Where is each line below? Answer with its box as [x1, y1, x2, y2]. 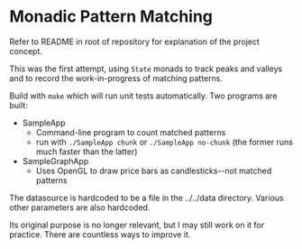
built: [9, 99, 29, 110]
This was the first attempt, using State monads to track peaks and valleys [9, 63, 283, 74]
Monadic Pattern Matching [9, 6, 214, 27]
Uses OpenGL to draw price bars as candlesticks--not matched [35, 165, 272, 176]
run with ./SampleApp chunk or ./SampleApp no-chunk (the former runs [35, 136, 293, 147]
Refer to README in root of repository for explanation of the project [9, 36, 260, 47]
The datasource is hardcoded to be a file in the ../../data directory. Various [9, 192, 284, 203]
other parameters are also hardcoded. [9, 201, 151, 213]
